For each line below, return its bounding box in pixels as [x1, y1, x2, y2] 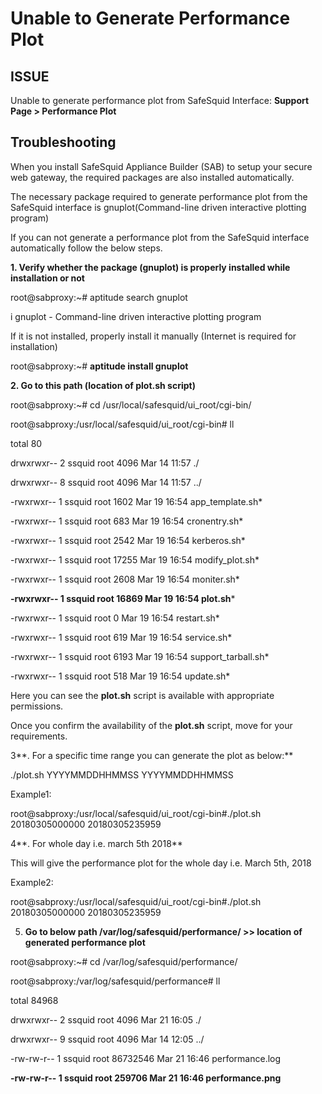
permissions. [10, 700, 64, 712]
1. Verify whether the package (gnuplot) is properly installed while [10, 261, 291, 273]
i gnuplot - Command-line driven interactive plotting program [10, 310, 262, 322]
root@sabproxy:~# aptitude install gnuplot [10, 360, 189, 372]
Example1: [10, 788, 52, 800]
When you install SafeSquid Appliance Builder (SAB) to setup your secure [10, 160, 313, 172]
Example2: [10, 876, 54, 888]
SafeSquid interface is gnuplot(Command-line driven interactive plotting [10, 201, 307, 213]
